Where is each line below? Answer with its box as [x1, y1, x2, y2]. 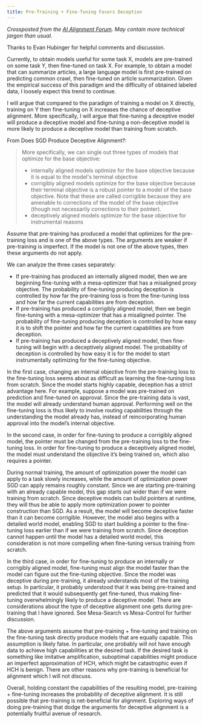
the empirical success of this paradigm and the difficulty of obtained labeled [7, 81, 197, 88]
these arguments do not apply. [7, 249, 83, 256]
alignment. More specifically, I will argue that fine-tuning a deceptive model [7, 112, 195, 119]
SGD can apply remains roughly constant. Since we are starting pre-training [7, 481, 196, 489]
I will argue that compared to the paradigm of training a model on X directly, [7, 99, 195, 107]
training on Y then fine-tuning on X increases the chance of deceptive [7, 105, 181, 113]
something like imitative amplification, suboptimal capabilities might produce [7, 653, 197, 660]
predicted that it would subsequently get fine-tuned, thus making [7, 590, 169, 597]
